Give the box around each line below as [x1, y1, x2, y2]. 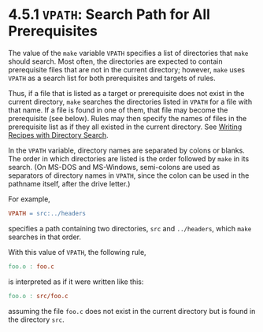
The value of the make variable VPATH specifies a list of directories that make [8, 48, 249, 57]
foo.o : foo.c [8, 262, 55, 271]
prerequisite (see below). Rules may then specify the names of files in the [8, 113, 247, 123]
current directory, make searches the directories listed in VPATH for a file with [8, 97, 253, 106]
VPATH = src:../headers [8, 209, 87, 217]
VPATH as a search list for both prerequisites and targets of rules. [8, 73, 217, 83]
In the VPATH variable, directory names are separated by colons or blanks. [8, 146, 246, 155]
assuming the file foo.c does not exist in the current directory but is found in [8, 306, 256, 315]
